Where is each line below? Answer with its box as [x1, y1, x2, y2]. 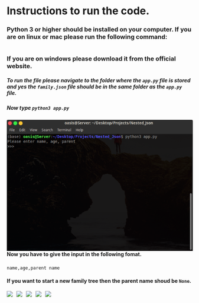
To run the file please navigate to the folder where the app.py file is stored [6, 77, 191, 84]
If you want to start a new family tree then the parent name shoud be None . [6, 278, 191, 285]
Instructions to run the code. [6, 4, 150, 18]
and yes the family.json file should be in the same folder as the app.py [6, 83, 182, 90]
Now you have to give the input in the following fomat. [6, 250, 142, 257]
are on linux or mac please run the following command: [6, 33, 168, 41]
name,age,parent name [6, 265, 60, 271]
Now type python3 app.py [6, 104, 70, 111]
